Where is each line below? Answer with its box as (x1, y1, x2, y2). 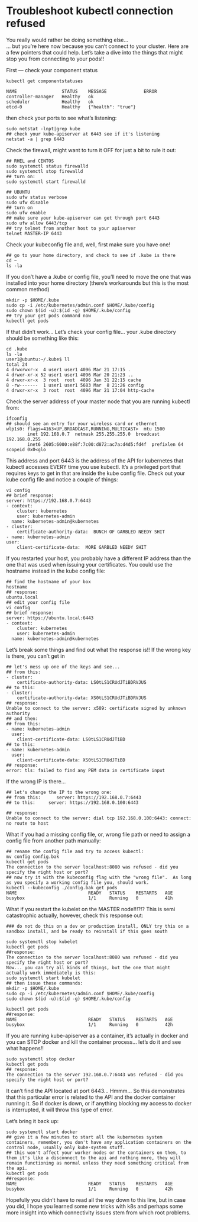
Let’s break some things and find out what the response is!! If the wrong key (6, 646, 191, 653)
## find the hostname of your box (6, 578, 92, 584)
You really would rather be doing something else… (6, 36, 129, 43)
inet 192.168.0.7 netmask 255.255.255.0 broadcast (27, 431, 160, 437)
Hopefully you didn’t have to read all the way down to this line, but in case (6, 1196, 186, 1203)
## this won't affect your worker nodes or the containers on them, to (6, 1150, 186, 1156)
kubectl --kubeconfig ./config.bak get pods (6, 885, 118, 890)
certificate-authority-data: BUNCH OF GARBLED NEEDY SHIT (17, 529, 165, 535)
